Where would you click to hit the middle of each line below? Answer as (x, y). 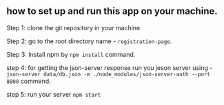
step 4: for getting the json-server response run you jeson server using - (110, 67)
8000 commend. (29, 81)
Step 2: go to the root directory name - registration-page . (89, 41)
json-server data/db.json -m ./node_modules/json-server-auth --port (109, 74)
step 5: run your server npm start (54, 94)
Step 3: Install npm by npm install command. (71, 54)
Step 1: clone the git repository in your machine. (74, 27)
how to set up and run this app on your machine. (112, 11)
